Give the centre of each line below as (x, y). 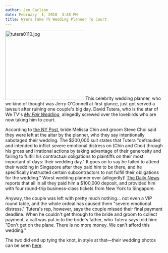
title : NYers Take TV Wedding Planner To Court (56, 19)
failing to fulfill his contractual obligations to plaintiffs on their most (74, 156)
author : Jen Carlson (27, 10)
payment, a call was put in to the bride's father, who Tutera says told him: (81, 220)
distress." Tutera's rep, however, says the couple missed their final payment (84, 209)
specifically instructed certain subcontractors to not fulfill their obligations (82, 172)
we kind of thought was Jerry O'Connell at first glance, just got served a (80, 104)
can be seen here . (24, 245)
